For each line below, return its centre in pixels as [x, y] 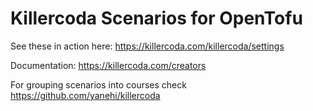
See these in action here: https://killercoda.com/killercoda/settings [147, 46]
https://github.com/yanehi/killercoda [85, 95]
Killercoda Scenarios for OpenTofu [156, 18]
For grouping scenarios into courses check [98, 84]
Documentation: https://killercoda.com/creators [108, 65]
